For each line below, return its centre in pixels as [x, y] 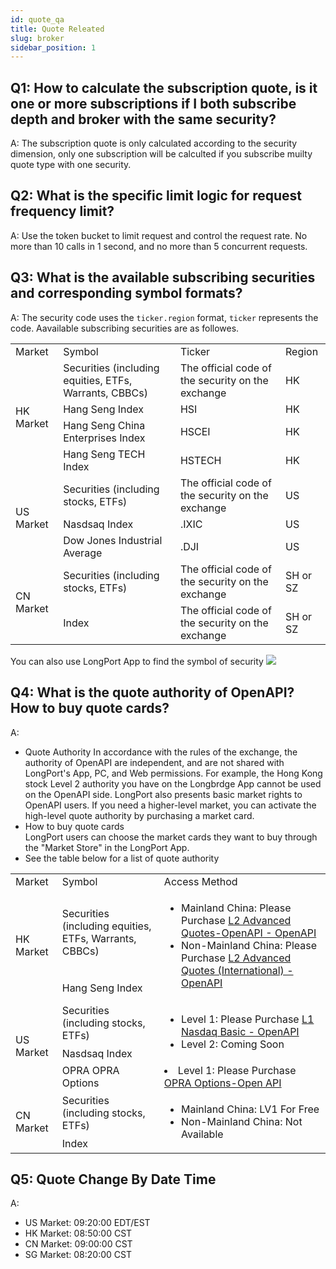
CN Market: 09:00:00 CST [78, 1244]
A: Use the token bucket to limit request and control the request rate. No [159, 235]
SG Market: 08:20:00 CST [78, 1255]
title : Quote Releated [57, 29]
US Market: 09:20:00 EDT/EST [87, 1223]
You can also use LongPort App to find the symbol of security [137, 661]
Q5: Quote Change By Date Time [113, 1179]
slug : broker [37, 38]
